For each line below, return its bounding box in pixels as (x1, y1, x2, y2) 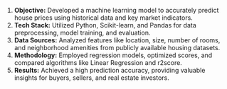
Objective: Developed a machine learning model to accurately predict (14, 6, 219, 14)
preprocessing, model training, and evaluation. (14, 28, 151, 37)
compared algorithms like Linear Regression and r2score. (14, 59, 183, 66)
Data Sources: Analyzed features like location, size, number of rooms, (14, 36, 221, 44)
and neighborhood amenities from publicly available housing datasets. (14, 44, 221, 52)
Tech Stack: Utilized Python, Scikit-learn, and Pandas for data (14, 21, 197, 29)
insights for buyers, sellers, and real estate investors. (14, 73, 169, 82)
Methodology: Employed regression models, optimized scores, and (14, 51, 213, 59)
